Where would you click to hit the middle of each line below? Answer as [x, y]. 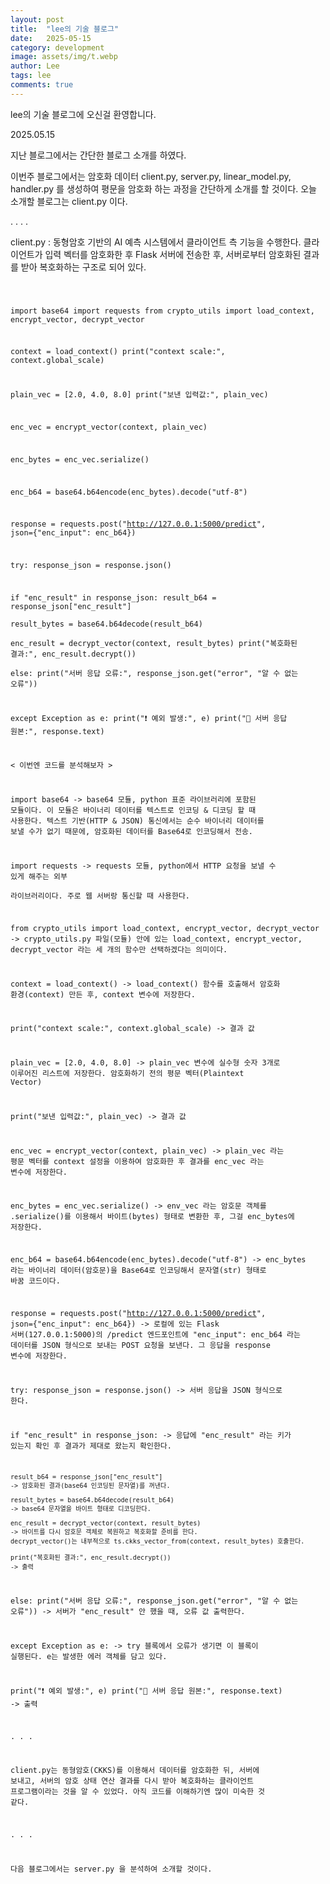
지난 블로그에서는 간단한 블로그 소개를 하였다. [98, 155]
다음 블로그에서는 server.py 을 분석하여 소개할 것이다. [111, 1869]
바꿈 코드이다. [35, 1281]
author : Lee [35, 66]
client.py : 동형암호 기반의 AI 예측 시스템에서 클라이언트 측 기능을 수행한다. [156, 242]
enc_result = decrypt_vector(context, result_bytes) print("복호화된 [154, 643]
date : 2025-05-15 [51, 38]
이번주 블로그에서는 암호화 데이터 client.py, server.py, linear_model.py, [151, 176]
